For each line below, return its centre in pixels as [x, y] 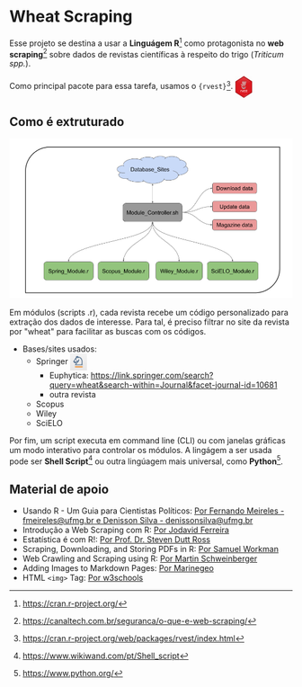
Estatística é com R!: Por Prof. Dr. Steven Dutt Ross [116, 540]
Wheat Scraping [71, 17]
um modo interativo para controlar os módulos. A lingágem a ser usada [141, 450]
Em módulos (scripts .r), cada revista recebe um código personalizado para [149, 312]
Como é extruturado [67, 122]
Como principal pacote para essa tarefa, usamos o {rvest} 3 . [121, 85]
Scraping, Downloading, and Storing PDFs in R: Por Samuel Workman [150, 549]
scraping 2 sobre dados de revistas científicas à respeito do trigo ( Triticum [147, 53]
